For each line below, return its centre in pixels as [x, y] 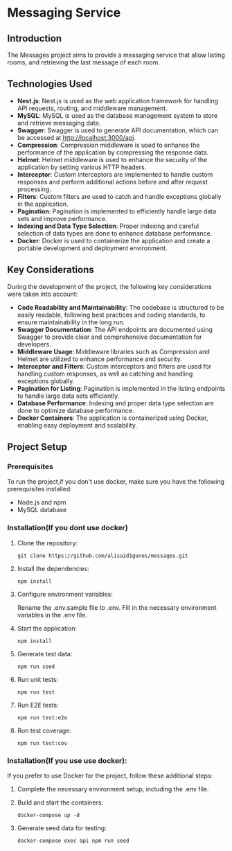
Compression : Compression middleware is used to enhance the [108, 145]
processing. [34, 189]
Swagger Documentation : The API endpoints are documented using [115, 329]
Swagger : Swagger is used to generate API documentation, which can [118, 130]
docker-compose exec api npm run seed [73, 841]
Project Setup [37, 447]
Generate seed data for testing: [62, 828]
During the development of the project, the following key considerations [110, 286]
